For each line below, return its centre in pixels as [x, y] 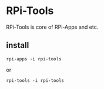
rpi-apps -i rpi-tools [34, 59]
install [18, 45]
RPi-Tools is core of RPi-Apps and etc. [52, 27]
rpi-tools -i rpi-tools [35, 80]
